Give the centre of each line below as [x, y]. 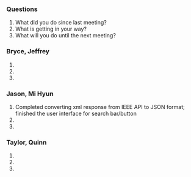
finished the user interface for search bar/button [76, 113]
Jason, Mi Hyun [30, 94]
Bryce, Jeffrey [28, 51]
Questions [22, 9]
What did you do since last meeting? [61, 23]
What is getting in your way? [51, 29]
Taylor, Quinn [27, 142]
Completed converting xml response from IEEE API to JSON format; [100, 107]
